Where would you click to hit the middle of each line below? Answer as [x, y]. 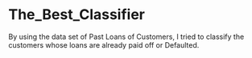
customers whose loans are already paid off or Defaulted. [104, 44]
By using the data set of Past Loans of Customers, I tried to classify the [126, 37]
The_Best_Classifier [76, 15]
